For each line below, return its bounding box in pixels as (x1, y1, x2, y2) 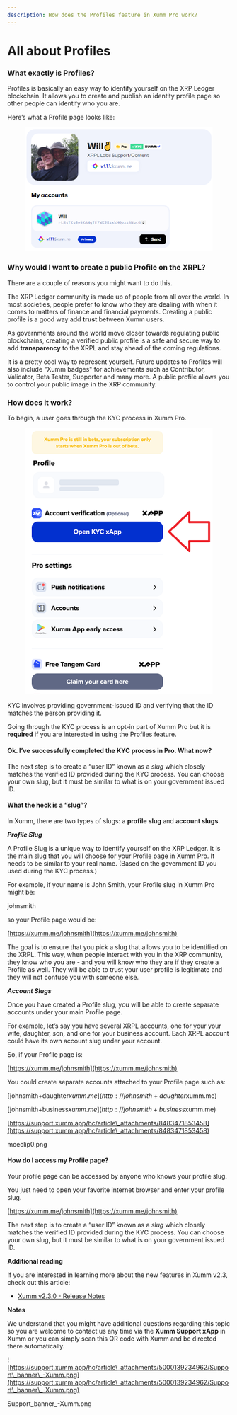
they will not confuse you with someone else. (7, 973, 139, 981)
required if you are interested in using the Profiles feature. (7, 730, 177, 739)
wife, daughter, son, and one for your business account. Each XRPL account (7, 1029, 229, 1037)
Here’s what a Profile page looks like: (7, 113, 115, 122)
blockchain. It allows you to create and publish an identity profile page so (7, 92, 221, 101)
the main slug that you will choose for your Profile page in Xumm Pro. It (7, 852, 215, 860)
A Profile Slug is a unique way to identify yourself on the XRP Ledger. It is (7, 844, 221, 852)
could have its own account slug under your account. (7, 1036, 163, 1045)
